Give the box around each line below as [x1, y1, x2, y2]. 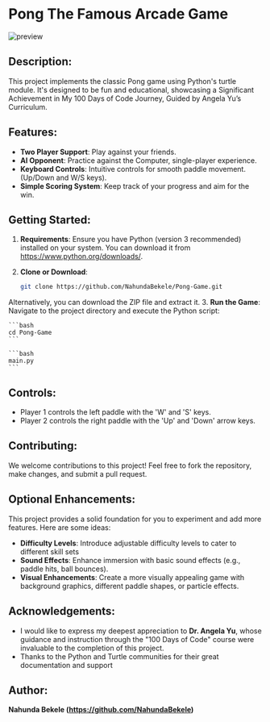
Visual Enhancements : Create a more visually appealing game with [19, 572, 245, 582]
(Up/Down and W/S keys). [19, 173, 107, 182]
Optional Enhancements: [8, 493, 135, 507]
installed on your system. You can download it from [19, 243, 191, 252]
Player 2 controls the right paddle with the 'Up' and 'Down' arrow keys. [19, 416, 256, 426]
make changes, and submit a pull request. [8, 469, 147, 478]
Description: [8, 55, 73, 69]
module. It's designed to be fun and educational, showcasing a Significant [8, 85, 255, 94]
